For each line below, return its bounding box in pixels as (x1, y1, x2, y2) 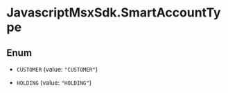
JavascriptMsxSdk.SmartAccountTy (6, 5, 221, 21)
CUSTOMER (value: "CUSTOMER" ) (16, 65, 98, 73)
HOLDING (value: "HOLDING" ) (16, 79, 91, 87)
